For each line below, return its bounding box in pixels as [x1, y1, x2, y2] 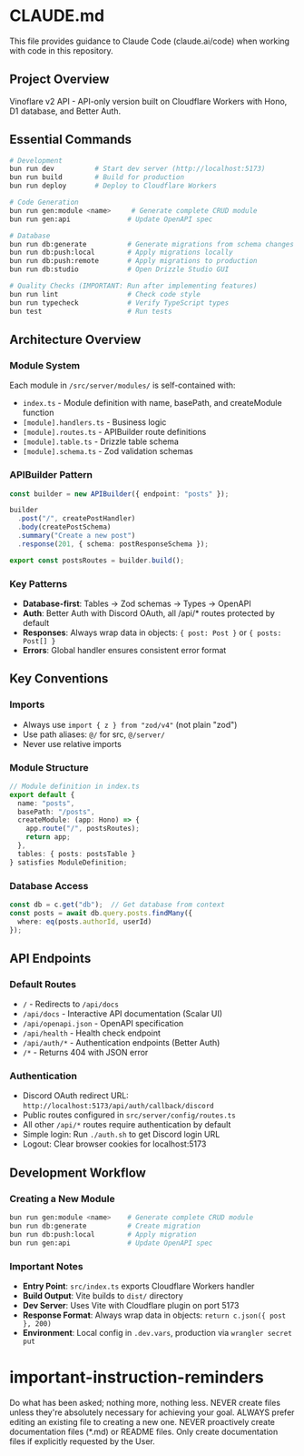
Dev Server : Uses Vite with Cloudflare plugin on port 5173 [22, 1299, 240, 1310]
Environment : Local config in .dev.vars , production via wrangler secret [22, 1327, 292, 1338]
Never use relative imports [22, 738, 123, 749]
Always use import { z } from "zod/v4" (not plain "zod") [22, 719, 238, 730]
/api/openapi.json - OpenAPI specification [22, 1018, 184, 1029]
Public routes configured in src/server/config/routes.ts [22, 1109, 236, 1120]
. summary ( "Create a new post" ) [17, 531, 136, 541]
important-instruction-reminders [9, 1367, 265, 1388]
